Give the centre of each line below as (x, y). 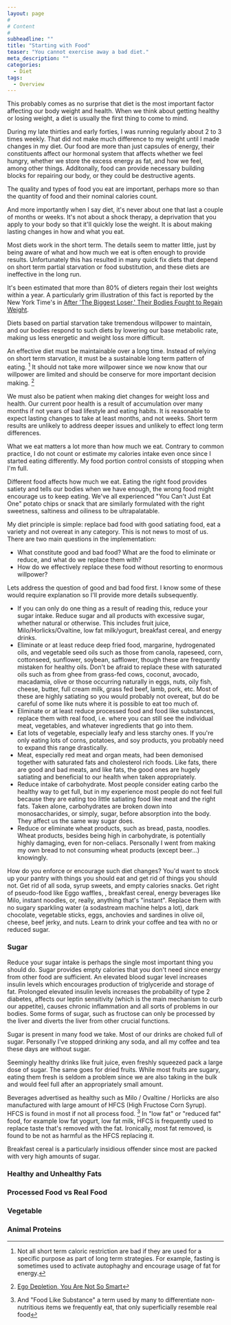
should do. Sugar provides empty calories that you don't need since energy (114, 969)
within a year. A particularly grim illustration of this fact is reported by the (110, 295)
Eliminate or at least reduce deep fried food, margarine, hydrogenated (116, 645)
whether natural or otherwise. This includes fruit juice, (93, 623)
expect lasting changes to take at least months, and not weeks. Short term (112, 418)
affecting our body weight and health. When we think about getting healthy (113, 111)
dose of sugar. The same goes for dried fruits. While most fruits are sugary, (114, 1069)
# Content (21, 26)
